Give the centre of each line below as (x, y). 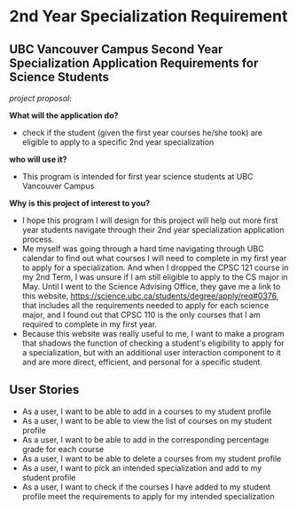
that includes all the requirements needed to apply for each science (145, 305)
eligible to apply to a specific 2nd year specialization (118, 142)
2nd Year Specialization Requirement (148, 16)
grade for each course (63, 449)
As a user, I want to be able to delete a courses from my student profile (152, 458)
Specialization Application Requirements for (134, 63)
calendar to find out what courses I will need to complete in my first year (154, 258)
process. (38, 239)
